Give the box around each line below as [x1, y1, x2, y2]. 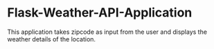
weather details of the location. [7, 35, 96, 43]
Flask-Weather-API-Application [7, 5, 193, 21]
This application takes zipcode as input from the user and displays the [7, 28, 208, 36]
